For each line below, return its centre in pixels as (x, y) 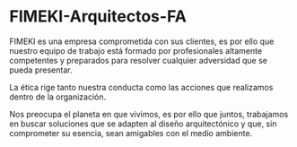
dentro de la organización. (58, 97)
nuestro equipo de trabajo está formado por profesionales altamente (136, 50)
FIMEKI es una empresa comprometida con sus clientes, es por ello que (142, 41)
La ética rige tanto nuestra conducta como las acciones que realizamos (141, 87)
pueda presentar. (41, 70)
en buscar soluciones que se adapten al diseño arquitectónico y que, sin (143, 124)
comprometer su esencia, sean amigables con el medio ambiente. (131, 133)
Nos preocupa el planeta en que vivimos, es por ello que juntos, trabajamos (149, 114)
